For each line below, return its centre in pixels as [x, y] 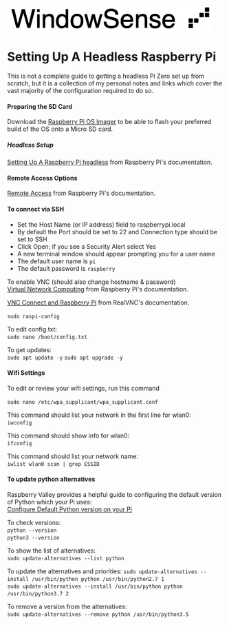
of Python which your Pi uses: [50, 502]
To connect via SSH [35, 209]
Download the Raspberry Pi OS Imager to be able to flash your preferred [109, 122]
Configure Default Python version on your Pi [70, 509]
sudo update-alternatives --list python [66, 558]
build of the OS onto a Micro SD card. [60, 129]
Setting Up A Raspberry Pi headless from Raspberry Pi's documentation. [110, 162]
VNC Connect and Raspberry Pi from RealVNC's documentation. [98, 303]
